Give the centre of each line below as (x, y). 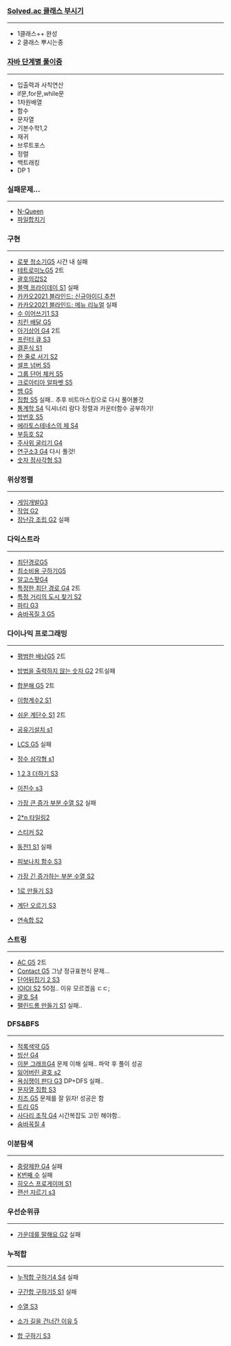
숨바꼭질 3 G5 (36, 614)
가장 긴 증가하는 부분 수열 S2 (56, 876)
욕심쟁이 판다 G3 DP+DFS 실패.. (60, 1080)
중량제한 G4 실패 (40, 1166)
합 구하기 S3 (34, 1336)
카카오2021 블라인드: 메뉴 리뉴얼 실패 (67, 305)
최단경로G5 (32, 562)
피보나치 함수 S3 (39, 862)
